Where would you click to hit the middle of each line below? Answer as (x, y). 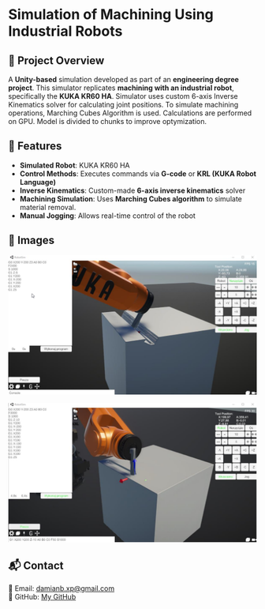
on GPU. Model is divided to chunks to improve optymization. (108, 121)
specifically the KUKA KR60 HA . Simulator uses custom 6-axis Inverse (123, 96)
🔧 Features (35, 147)
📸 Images (32, 241)
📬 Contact (36, 565)
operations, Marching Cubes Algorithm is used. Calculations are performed (130, 113)
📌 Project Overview (56, 60)
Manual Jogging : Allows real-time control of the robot (107, 216)
